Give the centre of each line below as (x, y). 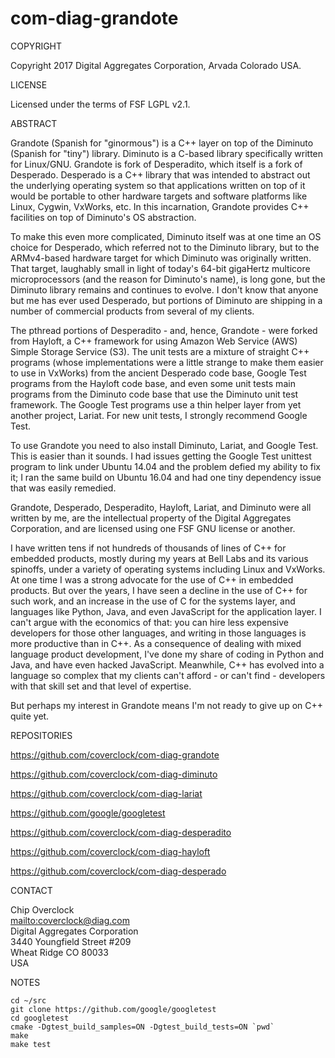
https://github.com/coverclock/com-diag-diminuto (114, 774)
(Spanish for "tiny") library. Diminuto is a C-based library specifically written (167, 153)
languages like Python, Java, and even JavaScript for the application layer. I (166, 611)
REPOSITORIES (41, 735)
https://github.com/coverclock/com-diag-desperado (118, 871)
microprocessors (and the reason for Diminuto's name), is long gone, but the (168, 279)
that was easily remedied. (63, 488)
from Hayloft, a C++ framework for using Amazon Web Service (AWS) (154, 341)
